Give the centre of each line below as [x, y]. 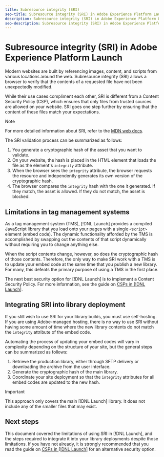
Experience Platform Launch [64, 58]
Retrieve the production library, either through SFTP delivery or [75, 361]
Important [15, 392]
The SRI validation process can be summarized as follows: [64, 140]
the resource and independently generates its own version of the [77, 176]
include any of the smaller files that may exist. [51, 406]
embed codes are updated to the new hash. [56, 382]
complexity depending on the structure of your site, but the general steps [79, 347]
